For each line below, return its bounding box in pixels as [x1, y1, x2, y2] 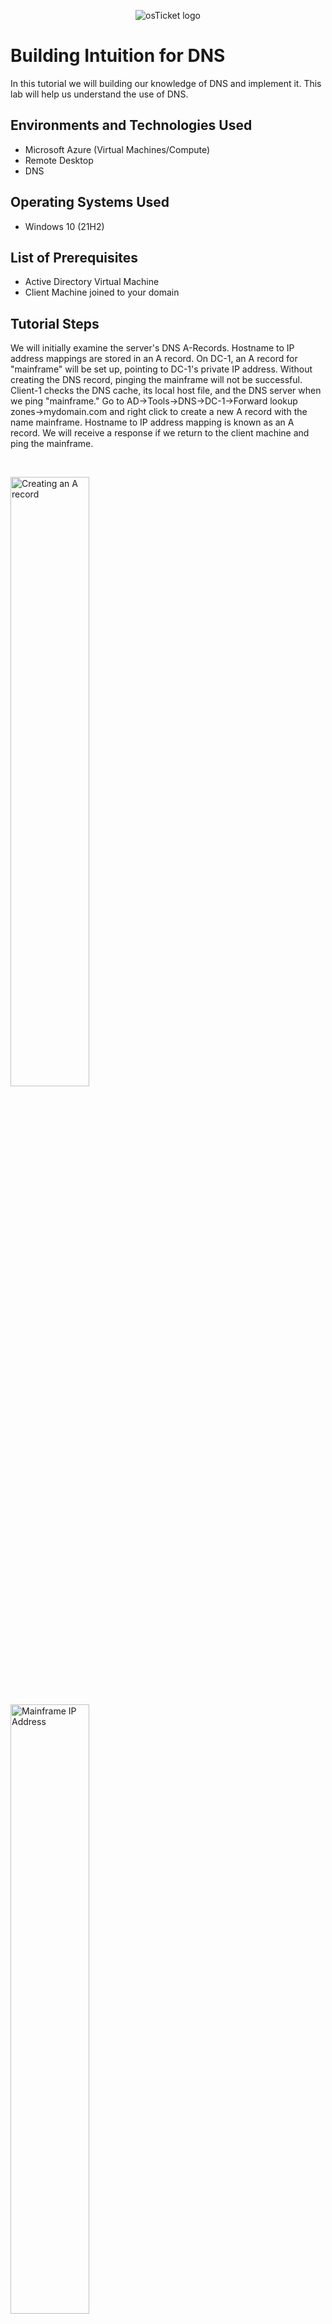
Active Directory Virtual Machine [24, 276, 160, 288]
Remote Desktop [24, 154, 94, 166]
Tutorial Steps [10, 315, 100, 332]
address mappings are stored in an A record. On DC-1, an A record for [10, 353, 298, 365]
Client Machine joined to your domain [24, 286, 180, 299]
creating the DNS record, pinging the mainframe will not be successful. [10, 374, 303, 386]
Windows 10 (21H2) [24, 220, 105, 232]
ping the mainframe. [10, 438, 94, 450]
